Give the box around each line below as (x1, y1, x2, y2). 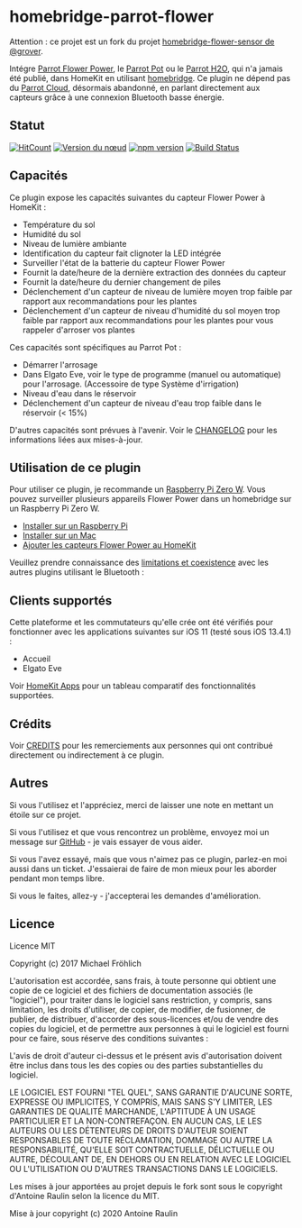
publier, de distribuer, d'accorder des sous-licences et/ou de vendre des (9, 1014, 279, 1024)
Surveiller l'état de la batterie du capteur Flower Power (22, 257, 225, 268)
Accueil (22, 653, 51, 664)
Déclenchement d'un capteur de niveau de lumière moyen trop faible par (22, 286, 293, 296)
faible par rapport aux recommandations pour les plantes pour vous (22, 314, 274, 325)
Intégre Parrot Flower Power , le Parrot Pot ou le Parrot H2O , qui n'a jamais (9, 63, 284, 74)
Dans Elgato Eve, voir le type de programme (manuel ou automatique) (22, 368, 281, 379)
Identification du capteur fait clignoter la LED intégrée (22, 248, 222, 259)
